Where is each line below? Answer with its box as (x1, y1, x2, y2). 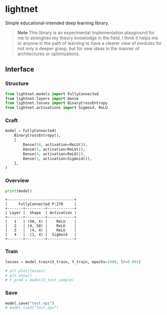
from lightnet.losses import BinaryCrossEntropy (5, 101, 108, 105)
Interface (5, 65, 34, 74)
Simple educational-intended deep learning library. (5, 20, 109, 26)
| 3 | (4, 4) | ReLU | (5, 228, 77, 233)
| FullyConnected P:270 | (5, 202, 77, 207)
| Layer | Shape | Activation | (5, 210, 77, 215)
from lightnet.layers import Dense (5, 96, 79, 101)
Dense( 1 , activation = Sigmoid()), (23, 156, 92, 161)
